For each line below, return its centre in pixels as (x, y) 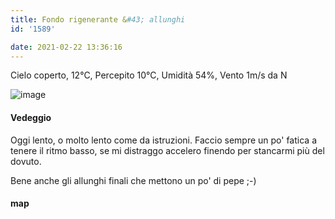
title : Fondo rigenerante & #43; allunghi (98, 19)
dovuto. (26, 161)
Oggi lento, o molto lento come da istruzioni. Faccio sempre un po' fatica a (163, 140)
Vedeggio (31, 117)
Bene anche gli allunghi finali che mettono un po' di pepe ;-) (133, 180)
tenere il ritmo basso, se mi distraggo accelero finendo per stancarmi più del (167, 150)
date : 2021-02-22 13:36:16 (66, 47)
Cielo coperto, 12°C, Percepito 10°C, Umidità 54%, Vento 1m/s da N (149, 75)
